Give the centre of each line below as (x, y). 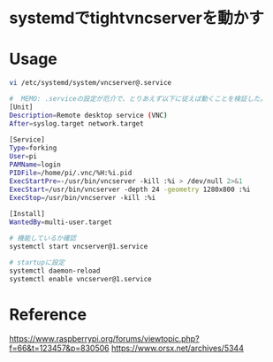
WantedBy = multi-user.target (61, 222)
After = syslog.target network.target (76, 123)
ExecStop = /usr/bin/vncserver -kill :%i (83, 197)
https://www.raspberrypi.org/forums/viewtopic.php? (105, 339)
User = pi (23, 157)
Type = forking (33, 148)
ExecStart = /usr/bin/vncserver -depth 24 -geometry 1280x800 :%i (130, 189)
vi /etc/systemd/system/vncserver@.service (91, 83)
